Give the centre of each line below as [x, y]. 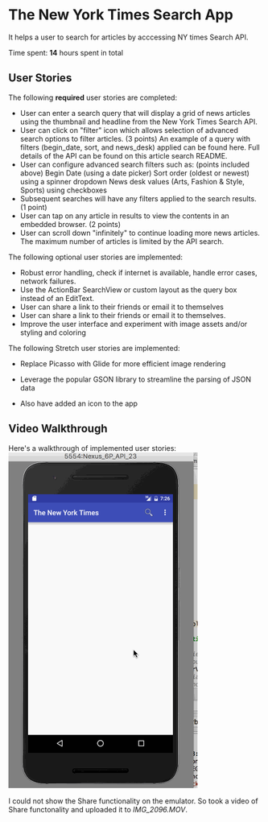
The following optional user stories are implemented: [96, 257]
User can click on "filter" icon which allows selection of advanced [129, 130]
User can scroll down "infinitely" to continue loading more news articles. [140, 233]
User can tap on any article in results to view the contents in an [124, 216]
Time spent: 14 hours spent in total [66, 52]
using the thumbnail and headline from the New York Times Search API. [138, 122]
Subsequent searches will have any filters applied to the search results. [138, 198]
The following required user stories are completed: [93, 97]
